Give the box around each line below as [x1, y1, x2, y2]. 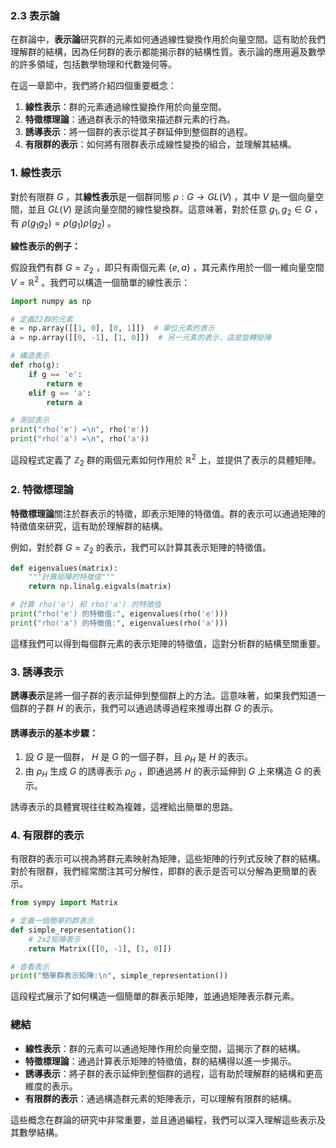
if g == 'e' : [28, 369, 83, 379]
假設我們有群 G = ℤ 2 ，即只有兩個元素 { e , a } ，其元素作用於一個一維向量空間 [10, 262, 325, 276]
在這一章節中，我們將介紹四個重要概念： [10, 80, 177, 92]
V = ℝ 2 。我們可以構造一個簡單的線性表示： [10, 274, 191, 288]
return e [46, 378, 83, 389]
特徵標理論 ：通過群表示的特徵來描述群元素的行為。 [24, 113, 236, 126]
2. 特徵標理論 [10, 483, 74, 497]
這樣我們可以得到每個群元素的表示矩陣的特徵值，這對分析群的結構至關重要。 [10, 637, 326, 649]
